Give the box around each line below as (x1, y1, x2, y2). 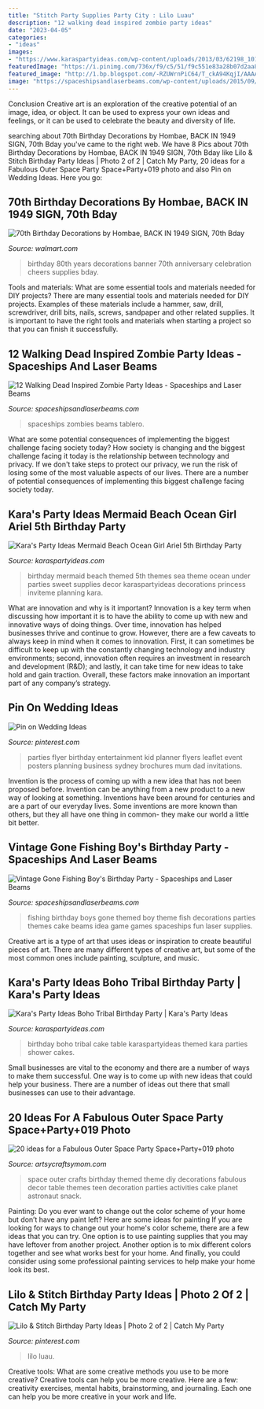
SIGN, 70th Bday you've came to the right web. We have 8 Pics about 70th (8, 139, 249, 149)
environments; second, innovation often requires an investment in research (8, 653, 251, 662)
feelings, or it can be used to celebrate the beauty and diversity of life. (8, 116, 236, 125)
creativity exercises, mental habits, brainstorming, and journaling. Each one (8, 1384, 252, 1392)
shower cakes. (27, 1048, 75, 1057)
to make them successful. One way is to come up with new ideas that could (8, 1072, 253, 1081)
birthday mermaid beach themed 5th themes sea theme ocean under (27, 571, 251, 581)
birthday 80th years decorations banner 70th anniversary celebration (27, 259, 251, 268)
